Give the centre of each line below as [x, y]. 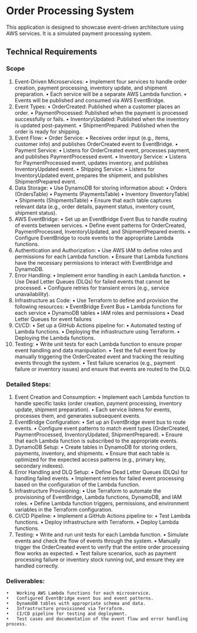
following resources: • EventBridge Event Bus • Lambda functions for [99, 306]
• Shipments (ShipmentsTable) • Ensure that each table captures [93, 200]
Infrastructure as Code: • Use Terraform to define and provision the [96, 300]
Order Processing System [70, 11]
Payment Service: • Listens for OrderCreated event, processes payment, [103, 150]
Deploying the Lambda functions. [55, 338]
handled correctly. [37, 565]
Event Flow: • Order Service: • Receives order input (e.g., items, [92, 138]
